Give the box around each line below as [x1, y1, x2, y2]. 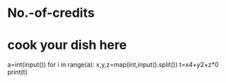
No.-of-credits [7, 5, 95, 21]
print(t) [7, 68, 28, 77]
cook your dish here [7, 37, 128, 53]
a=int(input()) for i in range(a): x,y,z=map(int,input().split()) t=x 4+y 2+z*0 [7, 60, 219, 69]
